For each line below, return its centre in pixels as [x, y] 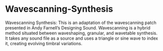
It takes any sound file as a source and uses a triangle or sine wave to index [81, 38]
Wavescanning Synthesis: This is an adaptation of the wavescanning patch [81, 23]
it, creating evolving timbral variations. [44, 43]
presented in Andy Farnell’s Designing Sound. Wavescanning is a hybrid [78, 27]
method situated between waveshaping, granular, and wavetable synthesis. [81, 33]
